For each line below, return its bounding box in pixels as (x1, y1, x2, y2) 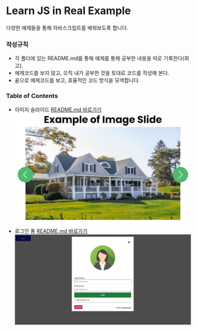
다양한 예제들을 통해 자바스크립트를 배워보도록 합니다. (6, 24, 128, 31)
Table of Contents (6, 92, 59, 100)
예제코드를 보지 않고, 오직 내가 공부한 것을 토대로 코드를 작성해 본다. (14, 69, 169, 77)
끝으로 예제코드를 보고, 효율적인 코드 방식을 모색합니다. (14, 77, 140, 84)
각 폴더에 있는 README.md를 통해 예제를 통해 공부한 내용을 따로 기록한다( (14, 55, 185, 62)
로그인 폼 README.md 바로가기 (14, 228, 88, 235)
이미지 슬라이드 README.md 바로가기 (14, 106, 102, 113)
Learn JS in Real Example (6, 4, 131, 18)
